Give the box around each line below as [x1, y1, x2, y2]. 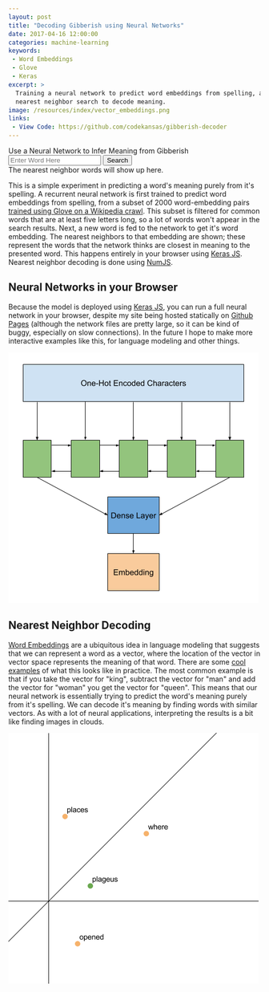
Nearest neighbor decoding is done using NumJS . [8, 258, 174, 266]
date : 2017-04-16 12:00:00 [8, 30, 98, 38]
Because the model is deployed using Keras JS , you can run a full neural [8, 302, 247, 311]
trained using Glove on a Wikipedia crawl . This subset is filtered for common [8, 206, 260, 216]
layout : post [8, 13, 52, 21]
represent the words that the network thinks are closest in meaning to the [8, 241, 251, 250]
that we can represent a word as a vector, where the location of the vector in [8, 648, 261, 658]
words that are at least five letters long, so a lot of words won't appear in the [8, 215, 260, 224]
